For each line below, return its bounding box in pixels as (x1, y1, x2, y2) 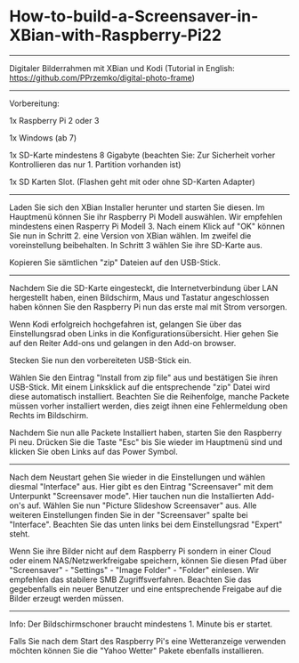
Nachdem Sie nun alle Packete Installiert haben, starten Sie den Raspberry (9, 427, 282, 438)
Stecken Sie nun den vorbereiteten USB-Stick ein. (9, 354, 192, 366)
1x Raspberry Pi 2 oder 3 (9, 115, 100, 125)
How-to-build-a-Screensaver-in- (9, 6, 259, 27)
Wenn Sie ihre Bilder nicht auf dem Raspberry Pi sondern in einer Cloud (9, 546, 271, 556)
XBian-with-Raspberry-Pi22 (9, 25, 222, 45)
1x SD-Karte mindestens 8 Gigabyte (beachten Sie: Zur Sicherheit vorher (9, 150, 276, 160)
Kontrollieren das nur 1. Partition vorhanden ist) (9, 158, 182, 170)
